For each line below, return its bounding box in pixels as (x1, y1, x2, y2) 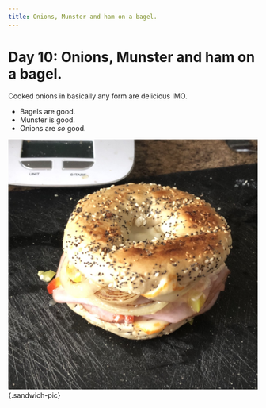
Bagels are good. (19, 106, 76, 116)
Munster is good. (19, 115, 75, 125)
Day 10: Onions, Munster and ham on (8, 48, 256, 66)
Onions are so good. (19, 123, 86, 133)
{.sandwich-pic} (8, 390, 61, 400)
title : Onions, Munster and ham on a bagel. (8, 13, 158, 21)
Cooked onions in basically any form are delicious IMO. (8, 91, 188, 101)
